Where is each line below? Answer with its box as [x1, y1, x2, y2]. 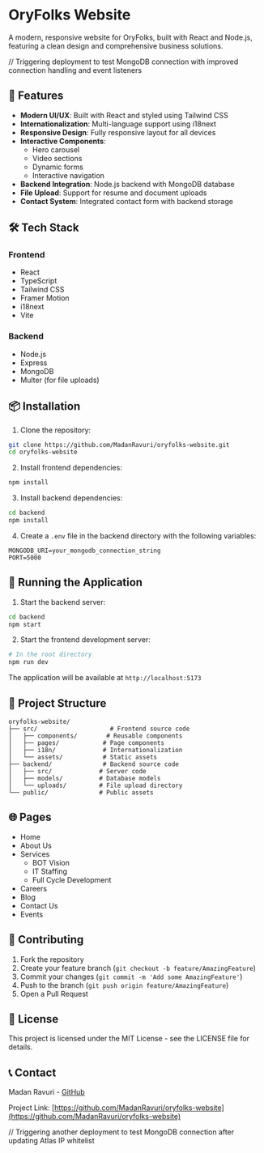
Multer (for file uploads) [19, 375, 100, 385]
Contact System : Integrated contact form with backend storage [19, 196, 233, 206]
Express [19, 358, 48, 368]
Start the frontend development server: [19, 635, 151, 645]
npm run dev [8, 658, 49, 666]
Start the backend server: [19, 597, 106, 606]
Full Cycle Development [32, 874, 112, 884]
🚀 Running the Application [8, 576, 143, 589]
